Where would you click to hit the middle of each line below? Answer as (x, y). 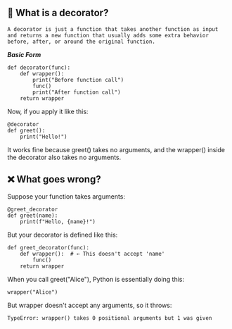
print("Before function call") (78, 80)
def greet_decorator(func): (49, 247)
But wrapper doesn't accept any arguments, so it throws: (90, 305)
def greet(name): (33, 216)
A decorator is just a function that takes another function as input (113, 29)
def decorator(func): (39, 68)
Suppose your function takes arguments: (66, 196)
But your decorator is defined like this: (63, 235)
